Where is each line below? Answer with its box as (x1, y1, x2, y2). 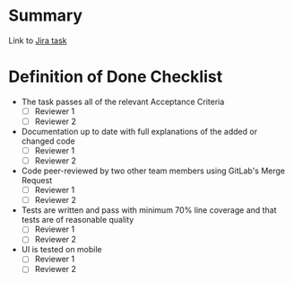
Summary (8, 5, 82, 26)
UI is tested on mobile (21, 244, 102, 255)
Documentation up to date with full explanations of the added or (21, 127, 257, 137)
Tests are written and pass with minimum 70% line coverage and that (21, 205, 277, 216)
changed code (21, 136, 75, 146)
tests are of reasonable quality (21, 215, 134, 225)
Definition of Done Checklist (8, 66, 223, 87)
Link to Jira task (8, 35, 68, 46)
